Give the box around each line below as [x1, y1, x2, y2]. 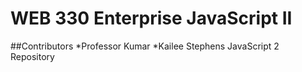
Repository [10, 50, 55, 62]
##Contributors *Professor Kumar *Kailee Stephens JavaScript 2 [10, 40, 280, 52]
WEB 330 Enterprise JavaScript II [10, 7, 293, 30]
